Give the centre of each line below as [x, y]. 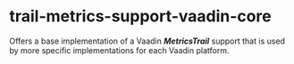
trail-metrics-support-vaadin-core [140, 16]
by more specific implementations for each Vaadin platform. [119, 50]
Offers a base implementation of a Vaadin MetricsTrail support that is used [147, 41]
